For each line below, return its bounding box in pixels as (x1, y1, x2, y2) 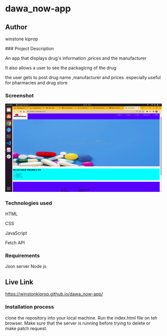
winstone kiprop (5, 36, 38, 42)
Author (5, 23, 27, 31)
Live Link (5, 278, 34, 286)
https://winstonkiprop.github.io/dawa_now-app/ (5, 291, 103, 297)
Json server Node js (5, 263, 47, 269)
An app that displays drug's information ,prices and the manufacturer (5, 55, 147, 61)
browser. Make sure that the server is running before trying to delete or (5, 320, 151, 326)
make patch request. (5, 325, 48, 331)
